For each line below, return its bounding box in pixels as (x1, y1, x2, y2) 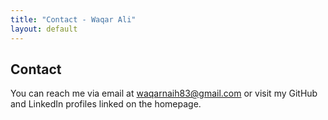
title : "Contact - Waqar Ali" (10, 14, 137, 25)
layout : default (10, 24, 78, 34)
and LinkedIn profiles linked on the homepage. (10, 98, 202, 110)
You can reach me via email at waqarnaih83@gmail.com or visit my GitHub (10, 87, 318, 100)
